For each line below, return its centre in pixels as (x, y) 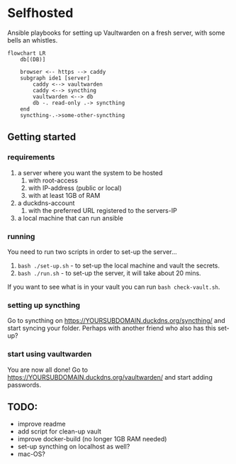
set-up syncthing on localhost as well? (74, 447)
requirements (31, 158)
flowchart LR (27, 53)
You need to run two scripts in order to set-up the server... (92, 252)
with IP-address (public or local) (75, 188)
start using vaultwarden (50, 354)
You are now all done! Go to (48, 370)
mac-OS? (32, 454)
